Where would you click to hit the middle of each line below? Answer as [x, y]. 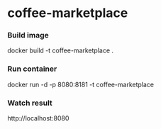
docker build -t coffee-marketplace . [61, 50]
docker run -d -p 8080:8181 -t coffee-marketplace [81, 84]
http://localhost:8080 [38, 118]
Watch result [30, 103]
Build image [28, 35]
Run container [32, 69]
